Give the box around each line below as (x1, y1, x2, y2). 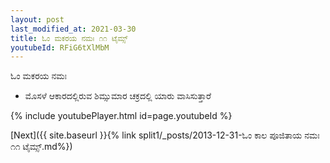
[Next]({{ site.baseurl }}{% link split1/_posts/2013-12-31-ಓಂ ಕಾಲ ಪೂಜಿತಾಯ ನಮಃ (10, 129, 320, 141)
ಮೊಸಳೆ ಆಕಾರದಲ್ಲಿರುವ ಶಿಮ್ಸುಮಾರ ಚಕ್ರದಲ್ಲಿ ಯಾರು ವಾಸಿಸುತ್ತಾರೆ (24, 90, 212, 102)
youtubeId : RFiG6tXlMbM (10, 42, 110, 53)
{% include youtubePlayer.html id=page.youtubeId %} (10, 110, 233, 122)
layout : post (10, 14, 65, 25)
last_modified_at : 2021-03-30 (10, 24, 137, 34)
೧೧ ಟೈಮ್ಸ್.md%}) (10, 141, 73, 153)
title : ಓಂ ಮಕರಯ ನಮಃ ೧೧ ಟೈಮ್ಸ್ (10, 33, 128, 43)
